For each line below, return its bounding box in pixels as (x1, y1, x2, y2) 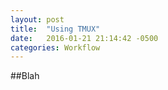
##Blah (10, 70, 40, 82)
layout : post (10, 14, 65, 25)
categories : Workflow (10, 42, 101, 53)
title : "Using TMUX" (10, 24, 101, 34)
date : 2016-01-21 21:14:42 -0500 (10, 33, 159, 43)
